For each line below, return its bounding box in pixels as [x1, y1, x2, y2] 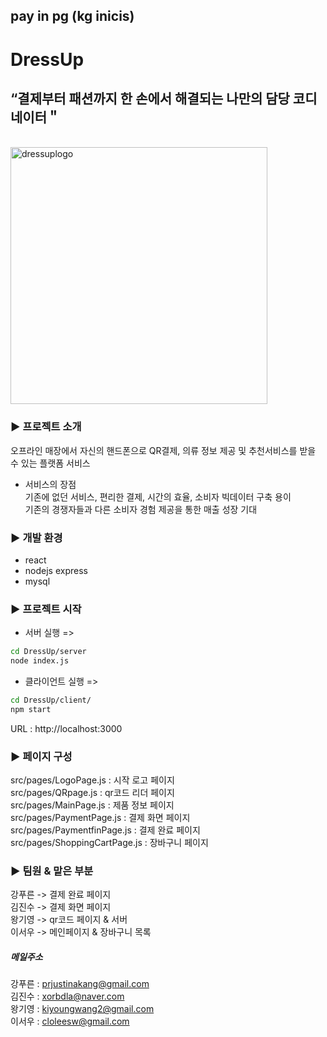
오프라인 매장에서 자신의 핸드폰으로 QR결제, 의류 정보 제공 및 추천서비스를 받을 [10, 444, 317, 456]
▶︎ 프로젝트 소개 [10, 420, 82, 434]
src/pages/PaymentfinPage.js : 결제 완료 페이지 [10, 824, 201, 836]
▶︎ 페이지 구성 [10, 749, 73, 763]
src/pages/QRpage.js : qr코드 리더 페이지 [10, 787, 175, 799]
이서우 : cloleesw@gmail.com [10, 1015, 130, 1028]
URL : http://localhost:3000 [10, 722, 123, 734]
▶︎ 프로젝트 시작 [10, 602, 82, 616]
